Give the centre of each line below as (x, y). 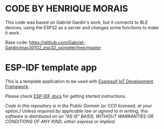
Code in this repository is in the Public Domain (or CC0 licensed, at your (79, 106)
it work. (13, 33)
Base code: (17, 42)
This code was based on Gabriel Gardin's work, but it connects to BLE (77, 22)
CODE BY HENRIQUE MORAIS (67, 9)
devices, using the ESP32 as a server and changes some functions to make (82, 27)
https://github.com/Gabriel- (57, 42)
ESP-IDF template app (51, 68)
